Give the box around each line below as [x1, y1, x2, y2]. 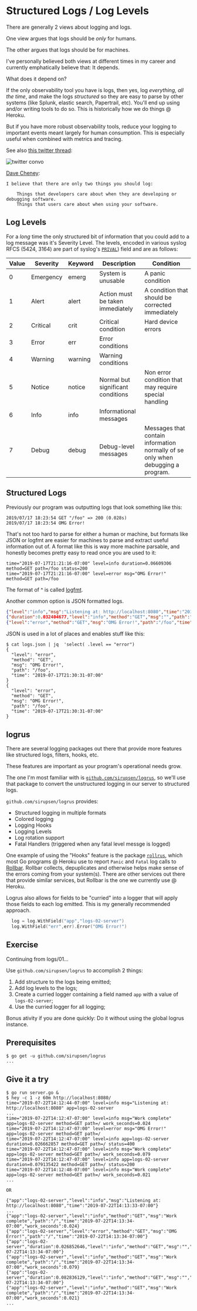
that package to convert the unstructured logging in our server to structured [6, 780, 190, 787]
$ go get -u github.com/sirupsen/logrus [6, 1053, 107, 1059]
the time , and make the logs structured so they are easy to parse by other [6, 93, 184, 100]
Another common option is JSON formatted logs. [6, 597, 124, 604]
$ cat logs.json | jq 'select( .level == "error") [6, 641, 135, 648]
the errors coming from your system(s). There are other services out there [6, 870, 186, 877]
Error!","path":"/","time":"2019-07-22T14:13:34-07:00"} [6, 1234, 148, 1239]
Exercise [6, 940, 39, 950]
